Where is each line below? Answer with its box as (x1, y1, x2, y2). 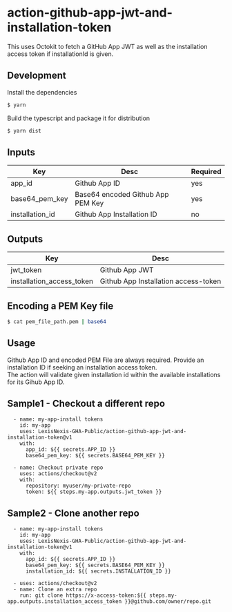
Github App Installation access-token (99, 276, 222, 286)
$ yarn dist (7, 127, 41, 134)
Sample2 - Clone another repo (7, 507, 139, 519)
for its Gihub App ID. (7, 378, 65, 386)
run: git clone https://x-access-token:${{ (19, 592, 147, 599)
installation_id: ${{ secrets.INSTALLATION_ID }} (25, 568, 171, 575)
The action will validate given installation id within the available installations (7, 370, 221, 379)
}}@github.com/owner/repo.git (124, 598, 212, 605)
